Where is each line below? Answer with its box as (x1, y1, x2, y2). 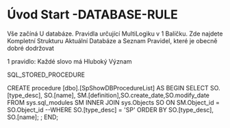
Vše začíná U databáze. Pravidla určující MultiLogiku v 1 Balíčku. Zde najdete (7, 29, 223, 38)
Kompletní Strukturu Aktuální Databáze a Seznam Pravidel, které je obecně (7, 36, 218, 44)
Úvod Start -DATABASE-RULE (7, 7, 178, 23)
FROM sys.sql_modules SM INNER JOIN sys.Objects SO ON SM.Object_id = (7, 98, 220, 106)
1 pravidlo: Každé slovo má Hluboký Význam (7, 57, 132, 65)
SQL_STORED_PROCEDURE (7, 71, 86, 79)
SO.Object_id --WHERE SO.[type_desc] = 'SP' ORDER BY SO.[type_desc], (7, 105, 214, 114)
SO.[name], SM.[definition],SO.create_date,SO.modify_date (43, 91, 210, 99)
